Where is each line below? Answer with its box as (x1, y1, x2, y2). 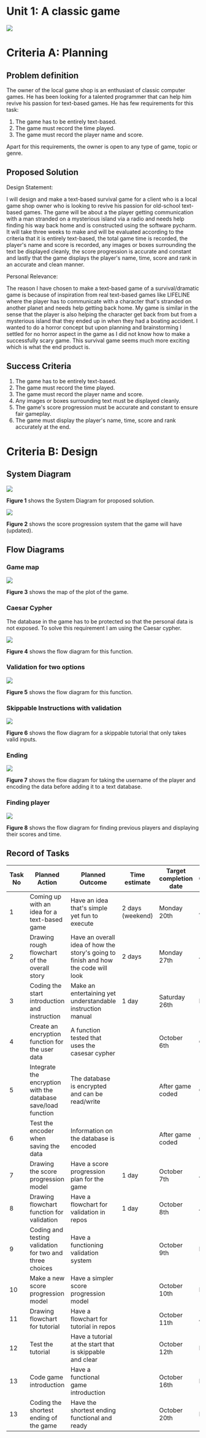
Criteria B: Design (6, 444, 98, 458)
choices (29, 1264, 53, 1272)
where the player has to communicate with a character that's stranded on (6, 297, 192, 305)
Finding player (6, 799, 50, 807)
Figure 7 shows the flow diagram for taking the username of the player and (6, 776, 196, 784)
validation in (70, 1208, 105, 1216)
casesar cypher (70, 1049, 115, 1057)
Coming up (29, 892, 62, 901)
